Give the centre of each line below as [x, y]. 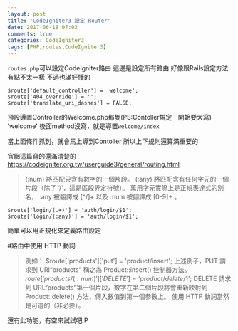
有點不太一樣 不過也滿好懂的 [49, 77]
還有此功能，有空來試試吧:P [48, 320]
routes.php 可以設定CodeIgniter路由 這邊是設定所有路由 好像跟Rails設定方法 [118, 68]
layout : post [27, 14]
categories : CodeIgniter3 [46, 41]
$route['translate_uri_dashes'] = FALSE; [70, 103]
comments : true [30, 34]
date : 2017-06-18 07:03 [43, 27]
